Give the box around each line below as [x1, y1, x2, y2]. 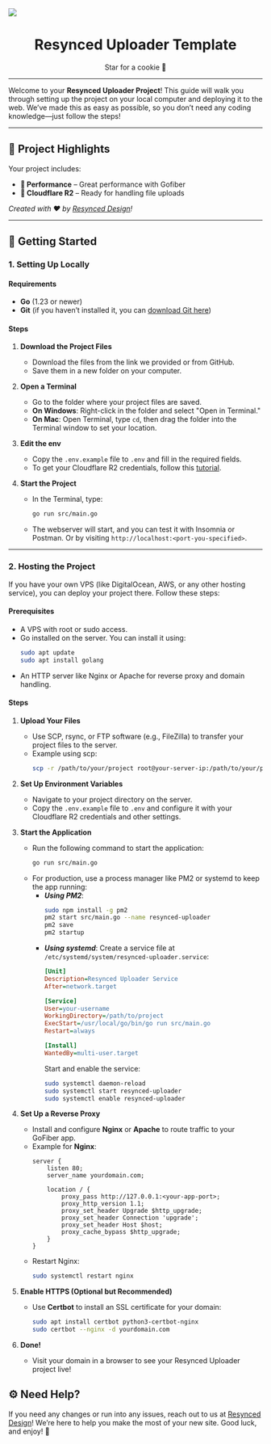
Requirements [8, 279, 57, 288]
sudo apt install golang [19, 656, 104, 664]
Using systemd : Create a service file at [44, 943, 175, 953]
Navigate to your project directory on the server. [31, 794, 193, 804]
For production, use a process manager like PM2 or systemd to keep [31, 873, 261, 883]
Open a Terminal [19, 381, 77, 391]
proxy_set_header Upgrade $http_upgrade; [60, 1207, 203, 1215]
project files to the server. [31, 739, 119, 750]
